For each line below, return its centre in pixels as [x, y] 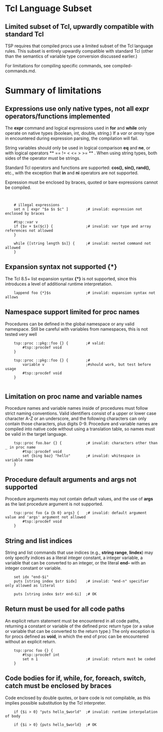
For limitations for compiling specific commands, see [58, 66]
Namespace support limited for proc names [72, 312]
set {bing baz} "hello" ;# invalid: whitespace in [81, 456]
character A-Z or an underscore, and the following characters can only [76, 418]
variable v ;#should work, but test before [87, 364]
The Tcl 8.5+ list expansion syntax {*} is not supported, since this [71, 278]
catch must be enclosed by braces [58, 686]
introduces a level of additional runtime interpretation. [59, 284]
